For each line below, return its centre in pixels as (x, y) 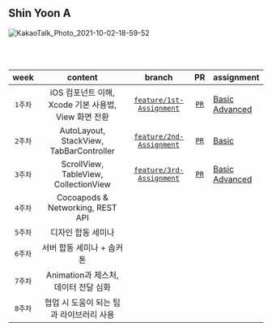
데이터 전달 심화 (82, 287)
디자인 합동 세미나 (82, 232)
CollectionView (83, 184)
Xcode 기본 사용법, (83, 105)
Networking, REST (82, 208)
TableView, (83, 174)
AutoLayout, (83, 131)
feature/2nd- (159, 136)
